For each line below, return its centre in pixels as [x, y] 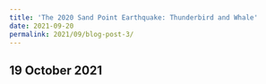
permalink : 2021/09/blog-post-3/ [72, 34]
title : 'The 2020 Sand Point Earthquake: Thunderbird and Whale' [133, 17]
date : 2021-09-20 [42, 26]
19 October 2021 [56, 70]
